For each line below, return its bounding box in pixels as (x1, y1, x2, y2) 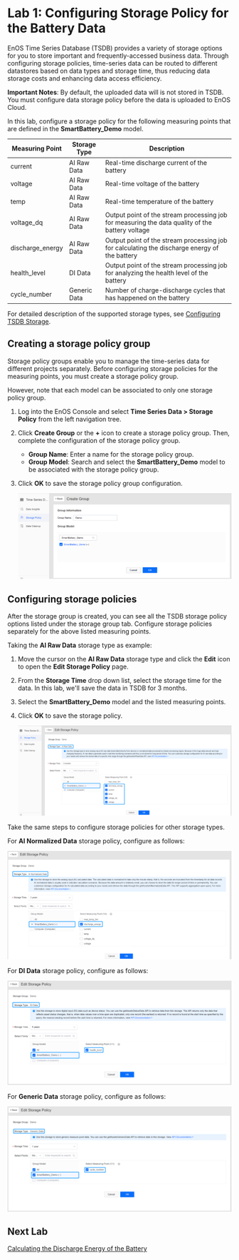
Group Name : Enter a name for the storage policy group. (28, 449, 194, 458)
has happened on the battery (105, 294, 190, 303)
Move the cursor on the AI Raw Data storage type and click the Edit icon (17, 655, 230, 664)
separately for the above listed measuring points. (7, 627, 152, 636)
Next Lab (7, 1225, 48, 1237)
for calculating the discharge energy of (105, 243, 219, 252)
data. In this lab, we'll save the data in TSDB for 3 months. (17, 684, 187, 693)
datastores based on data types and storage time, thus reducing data (7, 66, 211, 75)
